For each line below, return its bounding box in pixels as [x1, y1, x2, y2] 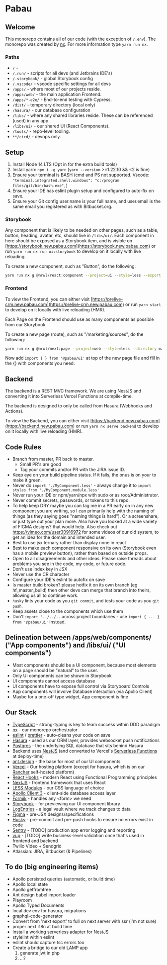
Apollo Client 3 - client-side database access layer [12, 790, 116, 796]
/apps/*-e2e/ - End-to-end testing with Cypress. [12, 96, 112, 102]
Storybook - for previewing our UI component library [12, 800, 120, 806]
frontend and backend [12, 838, 58, 844]
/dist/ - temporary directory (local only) [12, 102, 95, 108]
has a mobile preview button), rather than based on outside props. [12, 550, 148, 556]
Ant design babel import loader [12, 891, 76, 898]
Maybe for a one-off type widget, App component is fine [12, 693, 128, 699]
